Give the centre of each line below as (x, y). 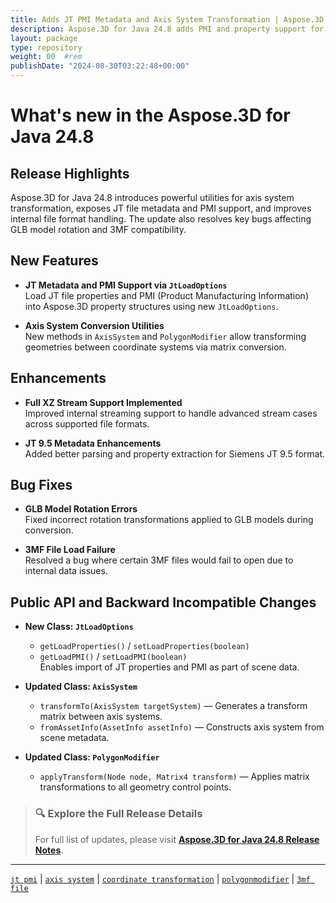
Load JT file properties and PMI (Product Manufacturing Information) (166, 295)
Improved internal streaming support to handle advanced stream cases (171, 413)
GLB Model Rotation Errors (81, 509)
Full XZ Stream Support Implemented (103, 402)
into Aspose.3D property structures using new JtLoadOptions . (151, 306)
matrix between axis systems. (101, 717)
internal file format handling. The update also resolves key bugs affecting (161, 219)
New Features (54, 261)
